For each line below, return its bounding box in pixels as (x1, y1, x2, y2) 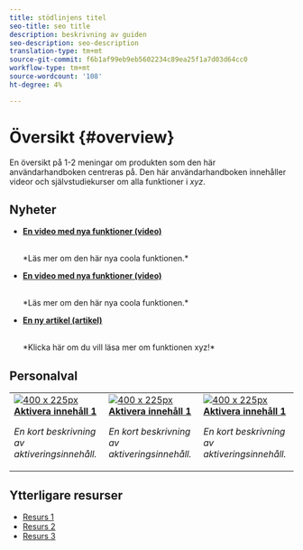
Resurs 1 (22, 511, 54, 522)
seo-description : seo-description (9, 38, 140, 48)
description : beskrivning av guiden (9, 30, 147, 39)
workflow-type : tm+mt (9, 64, 91, 73)
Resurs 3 (22, 531, 56, 541)
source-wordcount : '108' (9, 72, 103, 81)
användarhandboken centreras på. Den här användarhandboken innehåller (9, 166, 287, 177)
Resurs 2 (22, 521, 56, 532)
